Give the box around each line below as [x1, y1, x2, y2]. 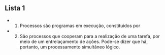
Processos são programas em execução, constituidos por [19, 22, 141, 28]
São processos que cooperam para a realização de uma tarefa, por [19, 33, 160, 39]
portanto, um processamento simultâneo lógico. [19, 43, 120, 49]
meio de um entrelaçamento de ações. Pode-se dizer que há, [19, 38, 148, 44]
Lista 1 [5, 4, 25, 12]
